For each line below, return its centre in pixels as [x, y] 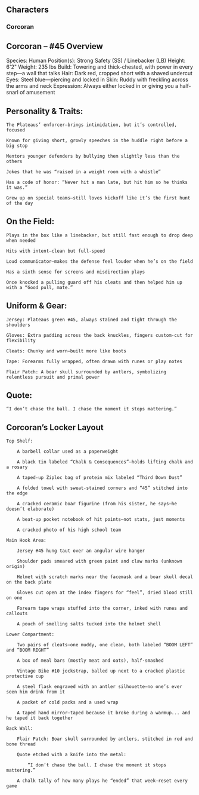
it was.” [17, 188]
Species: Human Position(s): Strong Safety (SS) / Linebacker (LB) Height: [96, 61]
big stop [17, 146]
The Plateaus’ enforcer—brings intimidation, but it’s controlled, [92, 125]
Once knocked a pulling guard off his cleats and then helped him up [94, 282]
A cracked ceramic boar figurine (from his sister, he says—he [97, 504]
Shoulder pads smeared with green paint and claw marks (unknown [100, 561]
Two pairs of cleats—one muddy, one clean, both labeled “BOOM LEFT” [105, 645]
